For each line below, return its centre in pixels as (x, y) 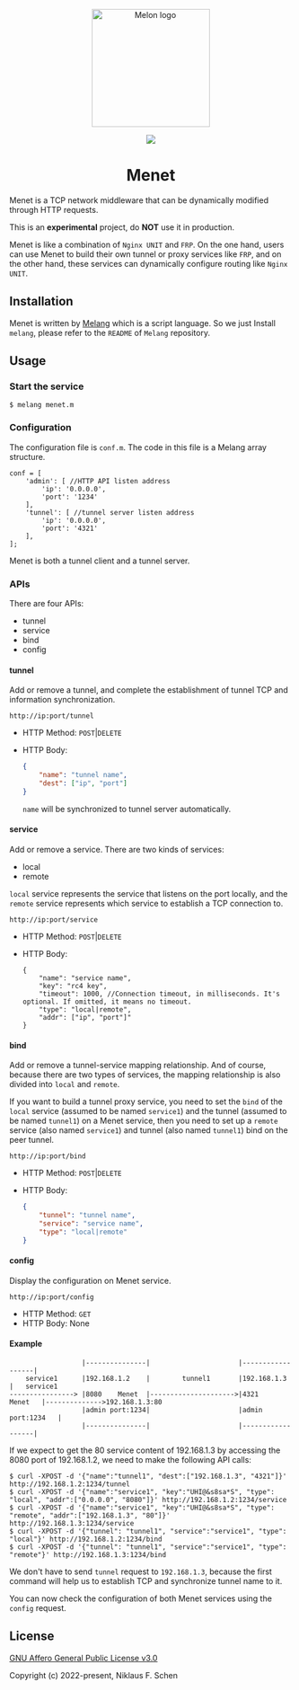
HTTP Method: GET (57, 1314)
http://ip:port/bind (48, 1156)
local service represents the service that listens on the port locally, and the (149, 893)
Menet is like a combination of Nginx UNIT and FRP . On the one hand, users (147, 244)
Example (26, 1344)
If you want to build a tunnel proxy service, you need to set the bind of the (146, 1102)
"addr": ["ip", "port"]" (85, 1017)
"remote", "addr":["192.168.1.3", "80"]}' (90, 1515)
